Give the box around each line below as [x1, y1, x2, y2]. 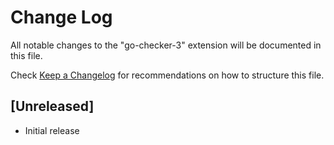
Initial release [24, 124, 80, 136]
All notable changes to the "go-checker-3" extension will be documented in [10, 39, 322, 51]
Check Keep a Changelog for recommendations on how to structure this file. [10, 69, 325, 81]
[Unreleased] [10, 98, 95, 115]
